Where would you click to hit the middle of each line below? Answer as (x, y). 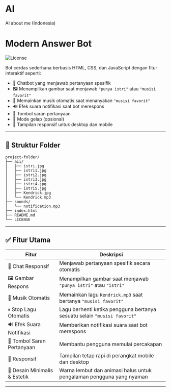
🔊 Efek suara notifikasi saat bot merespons (58, 106)
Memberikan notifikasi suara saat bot (104, 325)
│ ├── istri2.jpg (26, 175)
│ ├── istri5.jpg (26, 188)
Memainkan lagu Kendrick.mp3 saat (101, 295)
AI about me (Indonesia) (31, 23)
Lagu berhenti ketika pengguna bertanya (108, 309)
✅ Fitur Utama (28, 240)
